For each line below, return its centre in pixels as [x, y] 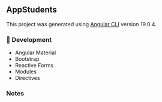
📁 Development [29, 39]
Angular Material [35, 52]
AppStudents [31, 10]
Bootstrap [27, 59]
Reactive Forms [34, 66]
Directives [27, 78]
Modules [26, 72]
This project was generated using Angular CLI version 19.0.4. [82, 24]
